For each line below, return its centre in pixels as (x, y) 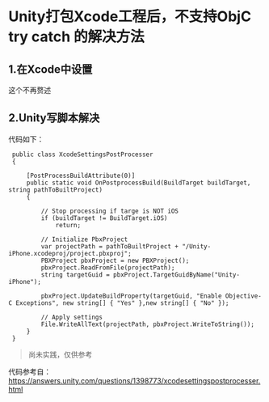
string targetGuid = (76, 275)
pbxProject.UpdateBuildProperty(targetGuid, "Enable (131, 296)
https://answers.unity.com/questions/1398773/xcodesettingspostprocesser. (134, 380)
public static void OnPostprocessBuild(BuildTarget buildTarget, (139, 183)
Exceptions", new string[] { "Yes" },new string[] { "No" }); (122, 303)
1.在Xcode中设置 (50, 69)
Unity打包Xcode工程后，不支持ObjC (130, 17)
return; (68, 225)
